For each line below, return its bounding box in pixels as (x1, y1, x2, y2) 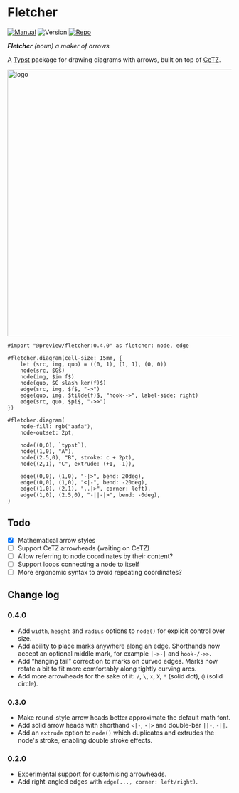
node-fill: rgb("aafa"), (20, 422, 94, 430)
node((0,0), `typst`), (20, 442, 87, 449)
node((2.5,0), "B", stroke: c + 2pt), (20, 454, 135, 461)
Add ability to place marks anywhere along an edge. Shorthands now (17, 642, 221, 650)
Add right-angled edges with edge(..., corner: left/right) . (17, 777, 198, 786)
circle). (17, 679, 38, 688)
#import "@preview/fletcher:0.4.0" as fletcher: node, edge (7, 342, 190, 349)
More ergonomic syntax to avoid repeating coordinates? (17, 568, 183, 576)
